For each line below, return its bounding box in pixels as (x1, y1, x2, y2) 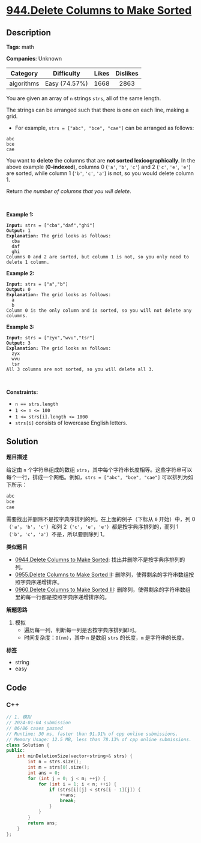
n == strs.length (14, 401, 59, 407)
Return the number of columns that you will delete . (6, 188, 132, 195)
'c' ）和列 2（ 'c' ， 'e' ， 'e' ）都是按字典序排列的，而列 (38, 523, 175, 531)
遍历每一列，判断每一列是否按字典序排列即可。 (23, 627, 140, 634)
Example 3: (6, 323, 35, 330)
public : (6, 748, 26, 754)
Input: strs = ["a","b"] (6, 281, 68, 287)
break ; (59, 798, 77, 804)
